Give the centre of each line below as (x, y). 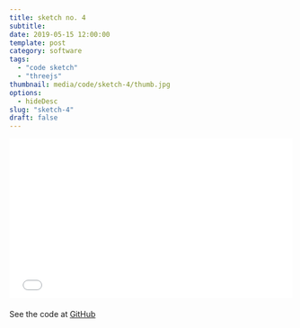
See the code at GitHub (53, 314)
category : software (46, 51)
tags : (19, 59)
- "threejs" (40, 76)
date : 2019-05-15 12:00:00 (60, 34)
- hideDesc (38, 101)
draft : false (34, 118)
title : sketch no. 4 (48, 18)
